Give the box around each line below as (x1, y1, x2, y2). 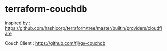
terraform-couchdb (5, 3, 87, 15)
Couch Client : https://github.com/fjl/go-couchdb (5, 40, 106, 46)
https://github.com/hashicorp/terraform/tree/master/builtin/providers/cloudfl (5, 25, 162, 31)
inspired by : (5, 20, 31, 26)
